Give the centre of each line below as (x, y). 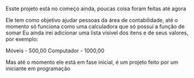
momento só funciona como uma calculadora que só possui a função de (95, 26)
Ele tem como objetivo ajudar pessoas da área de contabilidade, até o (92, 20)
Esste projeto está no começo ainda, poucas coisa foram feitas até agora (96, 9)
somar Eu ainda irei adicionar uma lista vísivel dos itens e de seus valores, (97, 33)
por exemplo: (22, 39)
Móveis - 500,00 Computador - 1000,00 (55, 51)
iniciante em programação (38, 68)
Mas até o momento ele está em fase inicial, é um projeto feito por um (92, 62)
